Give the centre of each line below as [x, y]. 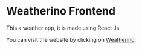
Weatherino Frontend [61, 11]
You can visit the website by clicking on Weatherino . [71, 39]
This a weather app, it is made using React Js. [63, 28]
